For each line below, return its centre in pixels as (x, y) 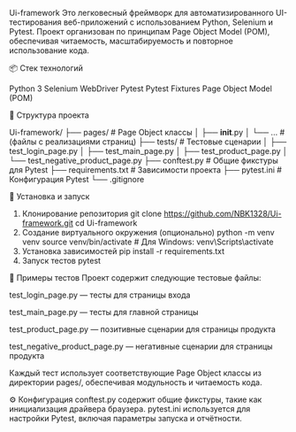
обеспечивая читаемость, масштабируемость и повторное (121, 41)
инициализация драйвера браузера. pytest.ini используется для (130, 409)
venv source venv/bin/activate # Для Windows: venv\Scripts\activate (148, 242)
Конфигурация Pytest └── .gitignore (77, 179)
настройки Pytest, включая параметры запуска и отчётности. (126, 418)
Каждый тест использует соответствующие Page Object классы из (136, 373)
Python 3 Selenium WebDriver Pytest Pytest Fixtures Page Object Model (140, 89)
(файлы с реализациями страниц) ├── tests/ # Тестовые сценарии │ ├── (148, 142)
